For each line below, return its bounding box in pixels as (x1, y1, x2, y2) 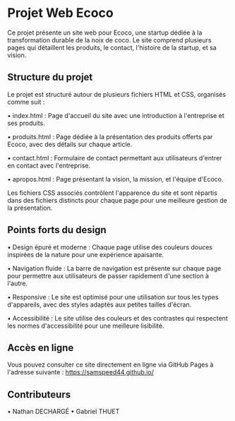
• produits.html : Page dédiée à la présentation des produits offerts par (7, 132, 213, 141)
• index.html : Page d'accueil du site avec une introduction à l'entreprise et (7, 111, 224, 119)
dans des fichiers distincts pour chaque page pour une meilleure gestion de (7, 196, 227, 204)
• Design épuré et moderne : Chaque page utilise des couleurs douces (7, 242, 213, 251)
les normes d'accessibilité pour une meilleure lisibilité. (7, 321, 164, 330)
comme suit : (7, 97, 45, 106)
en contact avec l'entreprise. (7, 161, 90, 170)
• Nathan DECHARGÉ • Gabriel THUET (7, 408, 120, 416)
